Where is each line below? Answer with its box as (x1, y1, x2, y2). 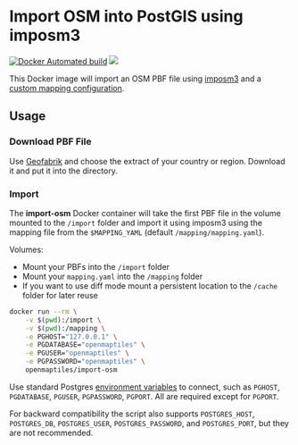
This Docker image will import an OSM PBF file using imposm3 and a (9, 73, 261, 84)
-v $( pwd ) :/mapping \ (25, 323, 105, 332)
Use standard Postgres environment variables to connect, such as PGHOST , (9, 382, 280, 392)
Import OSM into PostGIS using (9, 6, 244, 27)
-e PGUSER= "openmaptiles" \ (25, 348, 129, 358)
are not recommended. (9, 427, 94, 438)
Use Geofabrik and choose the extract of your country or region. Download (9, 155, 286, 166)
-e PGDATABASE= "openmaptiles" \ (25, 340, 145, 349)
